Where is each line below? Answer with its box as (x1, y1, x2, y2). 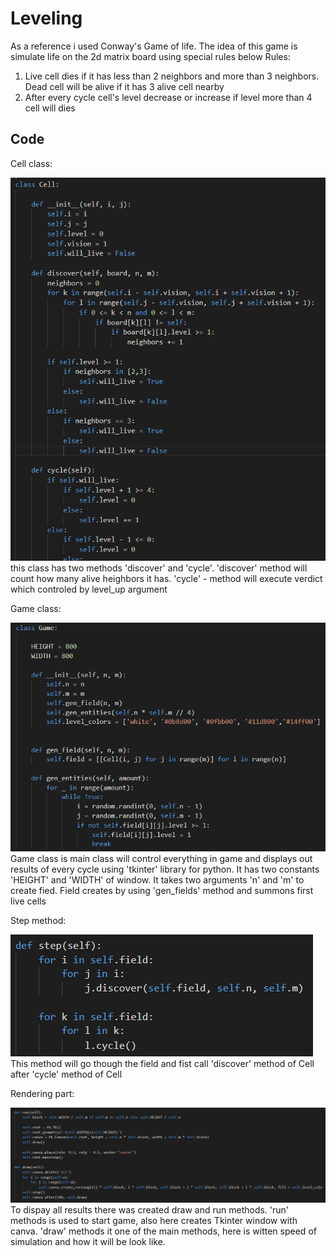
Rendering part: (10, 1088, 75, 1100)
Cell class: (10, 157, 53, 169)
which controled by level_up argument (10, 583, 168, 596)
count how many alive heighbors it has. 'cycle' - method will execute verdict (10, 573, 323, 585)
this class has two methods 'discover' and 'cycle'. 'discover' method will (10, 562, 308, 574)
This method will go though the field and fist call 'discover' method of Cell (10, 1058, 315, 1070)
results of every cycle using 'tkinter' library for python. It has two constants (10, 863, 320, 876)
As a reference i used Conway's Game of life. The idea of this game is (10, 40, 298, 52)
